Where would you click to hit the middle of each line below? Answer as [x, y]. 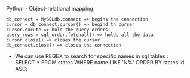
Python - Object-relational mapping [50, 9]
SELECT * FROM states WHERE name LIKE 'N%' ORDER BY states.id [99, 62]
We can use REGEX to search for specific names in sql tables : [91, 56]
